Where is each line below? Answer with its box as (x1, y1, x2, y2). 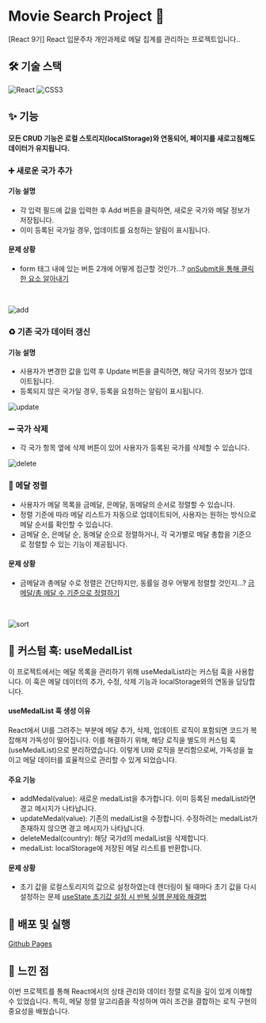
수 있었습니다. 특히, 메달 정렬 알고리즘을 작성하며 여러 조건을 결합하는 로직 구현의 (8, 997, 257, 1006)
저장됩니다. (19, 215, 55, 224)
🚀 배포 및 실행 (8, 918, 71, 931)
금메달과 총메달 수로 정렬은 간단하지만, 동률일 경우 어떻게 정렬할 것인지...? (19, 578, 247, 588)
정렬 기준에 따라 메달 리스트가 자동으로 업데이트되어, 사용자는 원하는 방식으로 (19, 509, 257, 519)
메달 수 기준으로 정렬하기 (43, 588, 120, 597)
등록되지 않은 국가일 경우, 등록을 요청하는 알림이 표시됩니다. (19, 386, 204, 396)
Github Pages (8, 939, 53, 948)
